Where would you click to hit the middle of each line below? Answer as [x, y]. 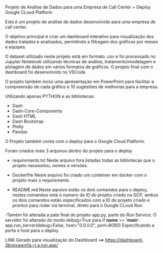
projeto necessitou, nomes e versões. [50, 165]
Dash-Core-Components [37, 111]
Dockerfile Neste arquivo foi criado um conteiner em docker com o [79, 175]
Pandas [20, 132]
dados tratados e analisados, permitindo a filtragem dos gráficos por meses [81, 42]
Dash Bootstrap [28, 121]
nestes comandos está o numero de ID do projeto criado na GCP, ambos [85, 195]
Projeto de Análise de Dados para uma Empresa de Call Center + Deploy [78, 7]
